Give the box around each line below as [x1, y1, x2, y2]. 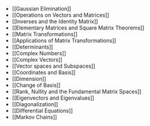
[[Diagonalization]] [11, 101, 58, 107]
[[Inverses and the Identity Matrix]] [11, 18, 98, 25]
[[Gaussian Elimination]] [11, 5, 71, 12]
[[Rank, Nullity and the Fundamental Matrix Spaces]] [11, 88, 142, 95]
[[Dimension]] [11, 75, 46, 82]
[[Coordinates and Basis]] [11, 69, 76, 76]
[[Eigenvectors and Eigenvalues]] [11, 94, 95, 101]
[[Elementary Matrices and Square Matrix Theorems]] [11, 24, 145, 31]
